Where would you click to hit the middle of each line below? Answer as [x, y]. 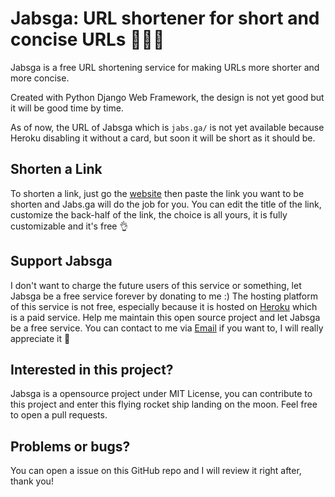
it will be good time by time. [67, 108]
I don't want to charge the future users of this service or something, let [156, 285]
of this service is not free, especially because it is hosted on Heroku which [164, 306]
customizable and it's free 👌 [69, 226]
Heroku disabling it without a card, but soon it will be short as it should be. [163, 138]
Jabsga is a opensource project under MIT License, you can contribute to [161, 394]
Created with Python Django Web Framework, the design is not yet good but [167, 97]
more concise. [40, 78]
